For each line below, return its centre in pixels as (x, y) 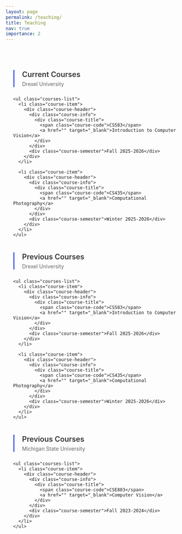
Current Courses (52, 75)
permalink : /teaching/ (34, 17)
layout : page (22, 12)
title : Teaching (26, 23)
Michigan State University (54, 449)
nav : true (18, 28)
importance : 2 (23, 34)
